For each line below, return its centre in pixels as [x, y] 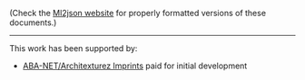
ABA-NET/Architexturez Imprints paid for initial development [135, 66]
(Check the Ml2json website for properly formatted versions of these [138, 13]
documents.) [33, 22]
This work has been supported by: [74, 48]
